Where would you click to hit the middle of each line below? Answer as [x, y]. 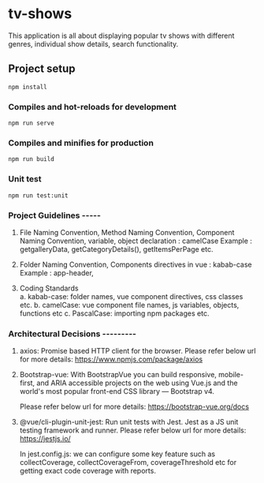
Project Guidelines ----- [54, 215]
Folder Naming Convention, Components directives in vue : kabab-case [136, 264]
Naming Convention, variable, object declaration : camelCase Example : [136, 241]
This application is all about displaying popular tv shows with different [121, 36]
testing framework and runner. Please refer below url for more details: [133, 430]
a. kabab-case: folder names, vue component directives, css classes [131, 296]
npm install [28, 87]
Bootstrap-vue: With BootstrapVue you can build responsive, [118, 375]
